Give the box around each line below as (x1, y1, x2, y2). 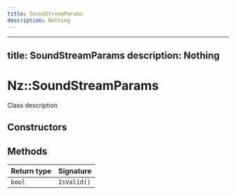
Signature (58, 166, 92, 176)
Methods (7, 145, 48, 157)
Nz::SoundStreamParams (7, 78, 159, 94)
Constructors (7, 121, 67, 134)
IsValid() (58, 178, 91, 187)
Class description (7, 101, 58, 109)
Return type (11, 166, 52, 176)
